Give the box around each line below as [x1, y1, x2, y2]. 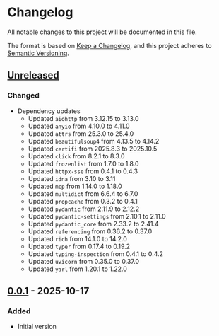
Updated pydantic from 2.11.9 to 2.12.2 [28, 204, 140, 213]
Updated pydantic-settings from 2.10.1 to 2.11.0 [28, 212, 166, 220]
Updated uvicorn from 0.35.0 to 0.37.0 [28, 257, 140, 265]
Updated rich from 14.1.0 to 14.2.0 [28, 234, 127, 243]
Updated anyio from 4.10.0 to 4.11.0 [28, 122, 130, 130]
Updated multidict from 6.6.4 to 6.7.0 [28, 189, 138, 198]
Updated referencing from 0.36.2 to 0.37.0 [28, 227, 153, 236]
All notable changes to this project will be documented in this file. [7, 28, 198, 36]
